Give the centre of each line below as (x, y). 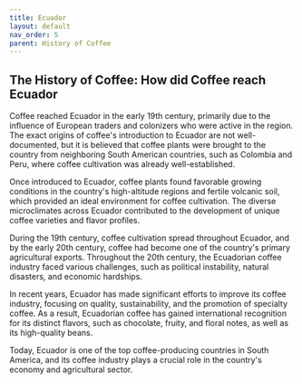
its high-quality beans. (51, 333)
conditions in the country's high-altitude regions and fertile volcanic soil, (145, 192)
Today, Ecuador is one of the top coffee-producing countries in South (139, 350)
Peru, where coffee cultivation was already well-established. (122, 164)
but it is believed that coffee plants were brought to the (163, 145)
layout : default (40, 26)
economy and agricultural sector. (71, 369)
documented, (34, 145)
